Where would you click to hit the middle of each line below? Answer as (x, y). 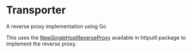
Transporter (36, 10)
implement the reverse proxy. (42, 44)
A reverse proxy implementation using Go (56, 26)
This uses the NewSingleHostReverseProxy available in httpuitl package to (96, 37)
